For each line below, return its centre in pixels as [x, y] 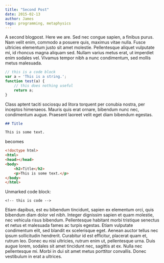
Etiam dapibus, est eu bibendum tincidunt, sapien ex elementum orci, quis [80, 210]
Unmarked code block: [28, 192]
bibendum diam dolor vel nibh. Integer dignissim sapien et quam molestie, [80, 215]
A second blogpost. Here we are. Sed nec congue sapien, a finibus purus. [80, 37]
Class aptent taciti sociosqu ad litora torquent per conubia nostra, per [75, 104]
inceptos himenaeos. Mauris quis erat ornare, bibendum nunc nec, [72, 109]
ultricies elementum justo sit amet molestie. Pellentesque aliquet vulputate [80, 47]
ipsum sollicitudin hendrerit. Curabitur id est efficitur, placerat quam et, [76, 236]
